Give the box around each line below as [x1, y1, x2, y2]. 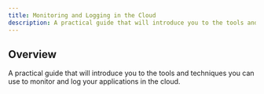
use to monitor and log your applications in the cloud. [8, 77, 181, 86]
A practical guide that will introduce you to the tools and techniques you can [8, 68, 255, 78]
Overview [8, 48, 57, 61]
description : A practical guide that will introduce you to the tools [8, 19, 244, 27]
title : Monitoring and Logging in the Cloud [8, 11, 156, 20]
